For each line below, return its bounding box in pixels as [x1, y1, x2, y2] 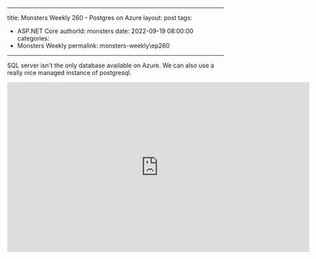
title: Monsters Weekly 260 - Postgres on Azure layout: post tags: [7, 14, 193, 21]
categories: [17, 34, 50, 42]
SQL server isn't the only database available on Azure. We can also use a [7, 61, 215, 69]
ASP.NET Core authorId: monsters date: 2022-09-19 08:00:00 [17, 27, 194, 35]
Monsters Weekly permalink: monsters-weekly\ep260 [17, 42, 170, 49]
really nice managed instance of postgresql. [7, 69, 132, 76]
